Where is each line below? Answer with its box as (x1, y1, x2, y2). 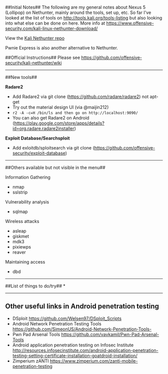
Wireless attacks (5, 218, 39, 224)
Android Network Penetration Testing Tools (12, 320, 101, 326)
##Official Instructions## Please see (5, 54, 80, 60)
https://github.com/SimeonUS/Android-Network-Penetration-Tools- (12, 326, 151, 332)
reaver (12, 249, 26, 255)
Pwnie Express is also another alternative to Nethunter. (5, 45, 118, 50)
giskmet (12, 233, 29, 239)
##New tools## (5, 74, 37, 80)
